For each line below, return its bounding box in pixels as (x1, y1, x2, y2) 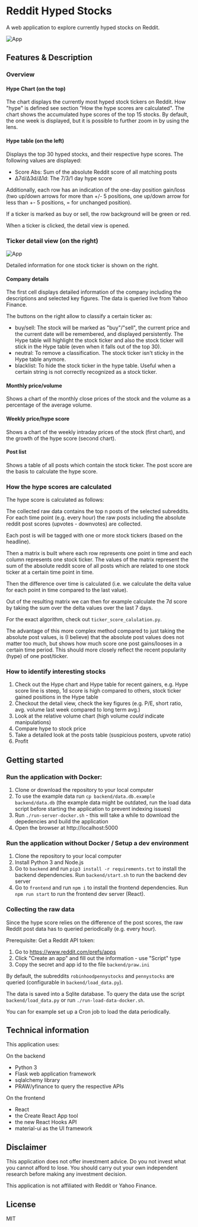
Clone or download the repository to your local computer (14, 786, 154, 794)
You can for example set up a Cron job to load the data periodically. (6, 1008, 171, 1015)
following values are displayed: (6, 156, 82, 164)
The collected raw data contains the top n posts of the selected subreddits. (6, 508, 190, 515)
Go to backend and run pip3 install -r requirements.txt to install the (14, 865, 186, 872)
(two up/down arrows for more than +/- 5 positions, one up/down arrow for (6, 192, 190, 200)
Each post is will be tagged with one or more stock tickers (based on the (6, 532, 183, 539)
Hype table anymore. (14, 355, 66, 363)
